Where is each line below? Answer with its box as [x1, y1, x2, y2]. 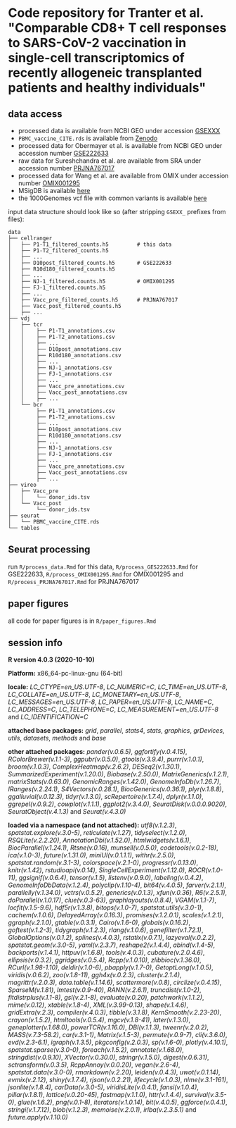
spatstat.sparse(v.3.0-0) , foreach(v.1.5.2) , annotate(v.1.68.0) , [8, 1046, 185, 1054]
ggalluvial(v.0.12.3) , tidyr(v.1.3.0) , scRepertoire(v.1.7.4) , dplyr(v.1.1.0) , [8, 793, 204, 801]
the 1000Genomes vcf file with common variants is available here [18, 194, 207, 202]
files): [8, 215, 25, 223]
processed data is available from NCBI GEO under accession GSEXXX [18, 127, 221, 135]
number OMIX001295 [18, 179, 80, 187]
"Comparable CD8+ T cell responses [8, 20, 227, 36]
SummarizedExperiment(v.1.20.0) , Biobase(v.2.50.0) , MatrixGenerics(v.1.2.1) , [8, 770, 229, 779]
